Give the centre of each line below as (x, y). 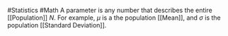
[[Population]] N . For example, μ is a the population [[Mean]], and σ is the (114, 18)
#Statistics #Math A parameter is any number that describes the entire (110, 10)
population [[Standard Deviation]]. (57, 25)
